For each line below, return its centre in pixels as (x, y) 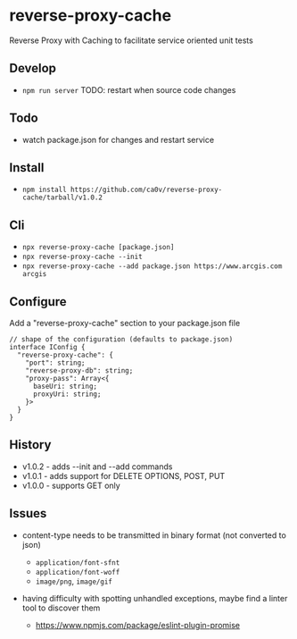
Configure (38, 302)
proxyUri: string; (67, 394)
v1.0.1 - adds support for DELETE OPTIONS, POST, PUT (124, 475)
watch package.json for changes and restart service (118, 139)
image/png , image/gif (74, 581)
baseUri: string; (65, 386)
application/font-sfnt (78, 563)
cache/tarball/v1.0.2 (62, 198)
